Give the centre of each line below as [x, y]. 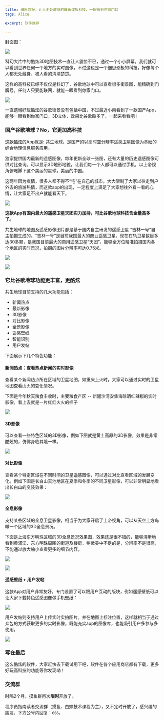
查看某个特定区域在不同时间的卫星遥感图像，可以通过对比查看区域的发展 [78, 475]
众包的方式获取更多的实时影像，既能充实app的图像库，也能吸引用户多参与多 [82, 623]
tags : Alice [17, 14]
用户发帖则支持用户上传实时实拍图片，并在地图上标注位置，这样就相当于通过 [82, 617]
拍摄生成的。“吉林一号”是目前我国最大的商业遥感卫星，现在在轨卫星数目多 [84, 236]
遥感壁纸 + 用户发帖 [25, 580]
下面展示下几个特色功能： [31, 355]
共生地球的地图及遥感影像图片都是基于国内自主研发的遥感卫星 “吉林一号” [78, 229]
